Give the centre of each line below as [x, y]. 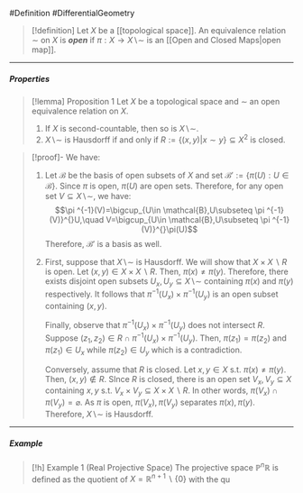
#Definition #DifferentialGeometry [72, 13]
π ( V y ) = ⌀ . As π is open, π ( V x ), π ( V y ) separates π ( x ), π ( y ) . [150, 403]
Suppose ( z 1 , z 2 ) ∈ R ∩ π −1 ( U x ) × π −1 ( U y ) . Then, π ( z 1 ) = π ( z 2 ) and [165, 338]
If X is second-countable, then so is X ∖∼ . [122, 128]
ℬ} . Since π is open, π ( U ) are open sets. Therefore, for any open [164, 186]
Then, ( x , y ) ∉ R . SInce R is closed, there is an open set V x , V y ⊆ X [168, 380]
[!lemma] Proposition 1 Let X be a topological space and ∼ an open [156, 101]
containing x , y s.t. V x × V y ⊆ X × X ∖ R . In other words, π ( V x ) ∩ [161, 392]
